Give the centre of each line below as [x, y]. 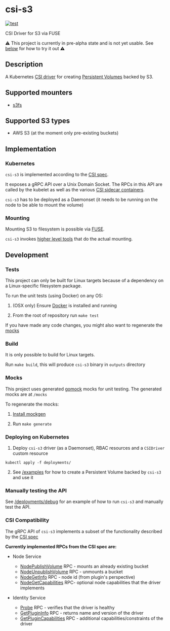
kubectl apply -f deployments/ [38, 462]
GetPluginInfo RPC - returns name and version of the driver [82, 613]
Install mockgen [29, 414]
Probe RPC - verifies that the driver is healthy [67, 607]
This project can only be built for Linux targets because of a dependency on [84, 281]
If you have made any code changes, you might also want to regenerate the [84, 325]
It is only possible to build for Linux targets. [50, 355]
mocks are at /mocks [26, 394]
